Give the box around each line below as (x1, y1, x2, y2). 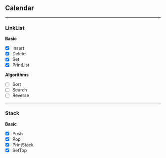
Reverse (12, 92, 30, 98)
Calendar (5, 4, 34, 12)
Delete (12, 51, 26, 57)
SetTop (12, 148, 27, 154)
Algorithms (5, 72, 29, 78)
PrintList (12, 62, 30, 68)
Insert (12, 45, 25, 51)
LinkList (5, 24, 25, 31)
